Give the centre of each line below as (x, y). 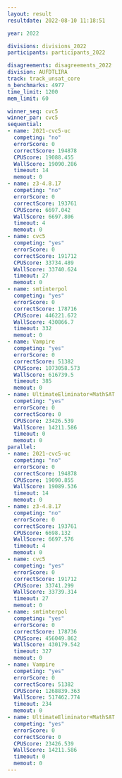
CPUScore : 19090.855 (44, 480)
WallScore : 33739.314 (45, 592)
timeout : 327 (33, 652)
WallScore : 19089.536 (45, 487)
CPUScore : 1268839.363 (47, 691)
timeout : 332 (33, 329)
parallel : (22, 447)
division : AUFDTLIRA (38, 72)
